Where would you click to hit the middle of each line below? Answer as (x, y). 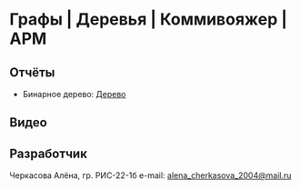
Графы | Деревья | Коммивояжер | (149, 20)
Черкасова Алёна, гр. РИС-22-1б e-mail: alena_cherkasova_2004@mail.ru (150, 175)
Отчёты (32, 72)
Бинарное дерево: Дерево (74, 94)
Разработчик (49, 153)
